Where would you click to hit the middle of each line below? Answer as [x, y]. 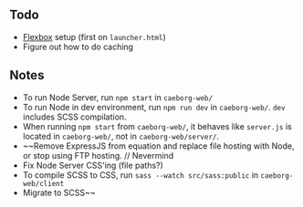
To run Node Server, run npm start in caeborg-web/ [117, 97]
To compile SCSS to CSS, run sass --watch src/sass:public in [141, 175]
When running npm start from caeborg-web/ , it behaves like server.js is [157, 126]
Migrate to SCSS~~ [59, 192]
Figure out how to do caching [78, 47]
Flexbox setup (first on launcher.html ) [94, 36]
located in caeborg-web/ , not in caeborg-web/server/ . [121, 136]
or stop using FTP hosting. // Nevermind [98, 155]
